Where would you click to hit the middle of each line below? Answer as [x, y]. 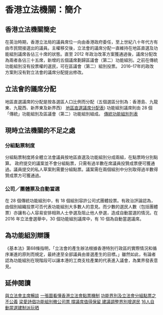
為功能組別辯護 [27, 236]
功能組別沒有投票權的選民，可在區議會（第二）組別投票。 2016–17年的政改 [80, 66]
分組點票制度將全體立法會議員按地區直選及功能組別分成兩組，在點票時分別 [79, 157]
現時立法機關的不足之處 [40, 131]
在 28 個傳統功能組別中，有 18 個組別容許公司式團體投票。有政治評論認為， [80, 200]
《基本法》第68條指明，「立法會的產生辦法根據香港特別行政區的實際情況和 [79, 248]
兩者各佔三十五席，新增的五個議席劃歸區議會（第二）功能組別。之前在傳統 [83, 60]
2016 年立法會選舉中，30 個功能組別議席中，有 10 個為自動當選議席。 [74, 218]
